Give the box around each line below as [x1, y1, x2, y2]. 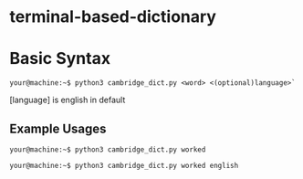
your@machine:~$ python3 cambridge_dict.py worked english [9, 161, 239, 170]
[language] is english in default [9, 94, 126, 106]
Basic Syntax [9, 48, 111, 69]
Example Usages [9, 121, 107, 136]
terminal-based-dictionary [9, 6, 217, 27]
